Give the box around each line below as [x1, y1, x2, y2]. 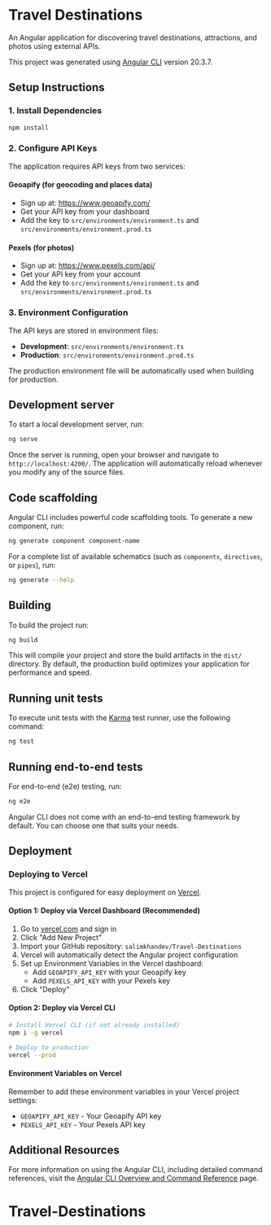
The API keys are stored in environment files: [8, 326, 159, 335]
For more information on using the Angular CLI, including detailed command [8, 1165, 263, 1175]
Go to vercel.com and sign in [20, 924, 117, 934]
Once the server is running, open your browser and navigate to [8, 450, 220, 460]
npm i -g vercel [8, 1028, 63, 1037]
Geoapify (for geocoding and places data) [8, 180, 153, 190]
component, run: [8, 521, 64, 531]
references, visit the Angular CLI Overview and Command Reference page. [8, 1174, 259, 1183]
